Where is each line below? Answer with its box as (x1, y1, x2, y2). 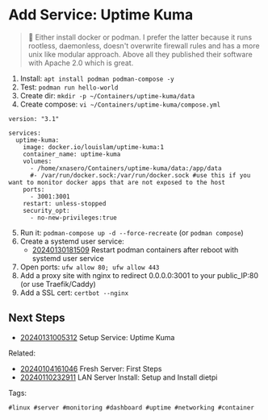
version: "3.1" (8, 114, 60, 123)
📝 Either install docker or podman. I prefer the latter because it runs (27, 32, 253, 42)
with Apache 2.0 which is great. (27, 58, 134, 68)
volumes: (23, 157, 52, 165)
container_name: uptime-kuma (23, 150, 121, 158)
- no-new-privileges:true (29, 214, 117, 222)
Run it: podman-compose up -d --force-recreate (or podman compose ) (19, 227, 244, 237)
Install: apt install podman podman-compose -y (19, 73, 175, 83)
